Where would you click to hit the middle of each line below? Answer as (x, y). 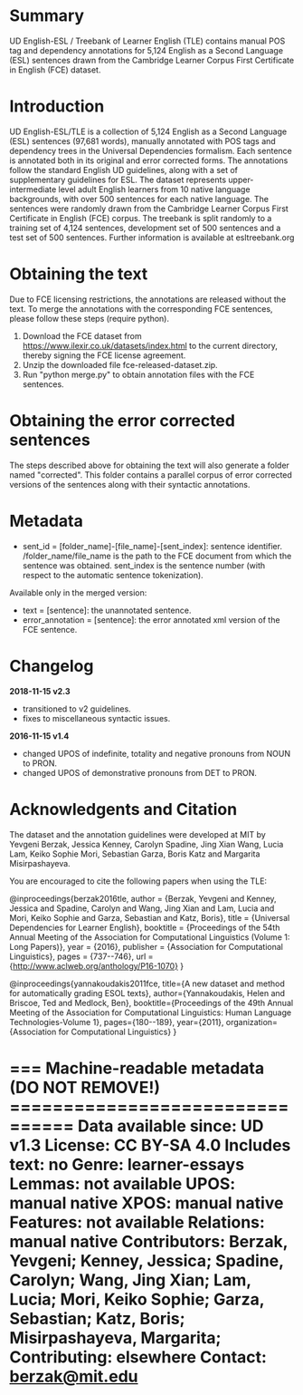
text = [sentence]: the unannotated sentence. (107, 610)
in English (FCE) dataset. (55, 70)
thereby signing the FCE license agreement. (104, 355)
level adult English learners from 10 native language (154, 189)
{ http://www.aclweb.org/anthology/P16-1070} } (97, 965)
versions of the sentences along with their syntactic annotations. (130, 484)
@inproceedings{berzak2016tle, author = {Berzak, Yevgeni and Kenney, (143, 898)
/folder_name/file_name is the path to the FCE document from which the (157, 556)
